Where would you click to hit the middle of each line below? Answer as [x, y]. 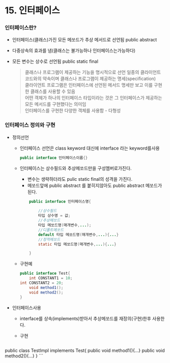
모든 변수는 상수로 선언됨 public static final [55, 61]
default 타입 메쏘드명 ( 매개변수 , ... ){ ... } [78, 235]
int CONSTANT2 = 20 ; [41, 283]
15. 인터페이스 [32, 10]
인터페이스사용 [26, 307]
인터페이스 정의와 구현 [30, 125]
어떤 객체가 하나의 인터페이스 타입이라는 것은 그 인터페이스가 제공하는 [93, 98]
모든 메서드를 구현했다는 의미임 [55, 104]
